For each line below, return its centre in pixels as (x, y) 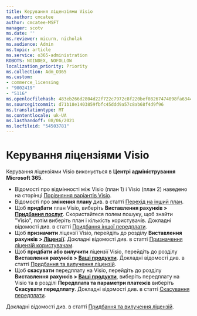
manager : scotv (25, 28)
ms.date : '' (21, 33)
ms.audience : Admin (30, 45)
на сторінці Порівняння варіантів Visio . (63, 195)
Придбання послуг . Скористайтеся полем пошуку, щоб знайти (94, 214)
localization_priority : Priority (47, 66)
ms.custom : (19, 77)
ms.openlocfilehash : (31, 99)
